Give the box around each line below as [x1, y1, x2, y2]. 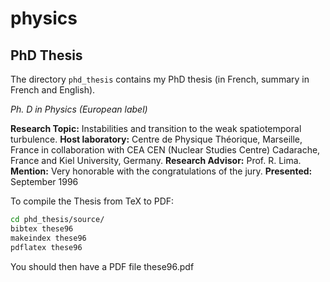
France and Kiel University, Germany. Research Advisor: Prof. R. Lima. [10, 155, 302, 166]
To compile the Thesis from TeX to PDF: [10, 195, 175, 207]
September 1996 [10, 176, 79, 187]
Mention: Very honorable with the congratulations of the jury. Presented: [10, 165, 313, 177]
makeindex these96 [10, 233, 87, 243]
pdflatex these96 [10, 242, 83, 252]
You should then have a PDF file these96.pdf [10, 260, 195, 272]
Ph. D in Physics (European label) [10, 103, 148, 115]
